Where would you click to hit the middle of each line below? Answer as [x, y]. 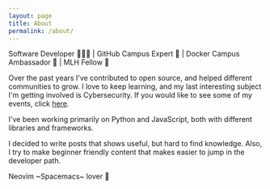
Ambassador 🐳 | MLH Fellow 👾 [59, 62]
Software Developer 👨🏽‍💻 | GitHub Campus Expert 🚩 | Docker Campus [124, 54]
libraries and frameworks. [51, 128]
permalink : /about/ [41, 31]
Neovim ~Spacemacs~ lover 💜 [59, 176]
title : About [30, 23]
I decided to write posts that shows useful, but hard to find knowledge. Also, [135, 144]
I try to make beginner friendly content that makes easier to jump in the [127, 152]
